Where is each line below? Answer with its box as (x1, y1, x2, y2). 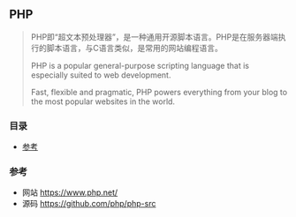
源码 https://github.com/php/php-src (21, 198, 156, 209)
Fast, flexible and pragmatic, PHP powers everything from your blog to (30, 86, 288, 97)
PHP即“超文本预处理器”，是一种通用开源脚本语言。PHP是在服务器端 (30, 31, 278, 42)
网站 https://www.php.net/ (21, 187, 118, 198)
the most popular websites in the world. (30, 96, 175, 107)
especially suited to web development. (30, 70, 171, 80)
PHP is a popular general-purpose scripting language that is (30, 60, 250, 71)
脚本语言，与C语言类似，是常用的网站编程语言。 (46, 42, 224, 53)
